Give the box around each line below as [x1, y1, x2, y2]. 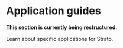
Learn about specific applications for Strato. [6, 35, 114, 42]
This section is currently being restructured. [6, 24, 118, 31]
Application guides [6, 4, 102, 18]
